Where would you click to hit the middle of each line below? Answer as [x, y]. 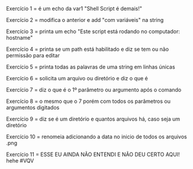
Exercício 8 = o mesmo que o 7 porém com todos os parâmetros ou [88, 101]
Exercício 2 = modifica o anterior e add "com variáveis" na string [85, 20]
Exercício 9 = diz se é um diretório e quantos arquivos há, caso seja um [93, 119]
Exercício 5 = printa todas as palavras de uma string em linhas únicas [91, 67]
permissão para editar [33, 55]
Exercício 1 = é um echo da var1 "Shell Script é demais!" [74, 9]
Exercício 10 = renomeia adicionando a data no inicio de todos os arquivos [97, 136]
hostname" [20, 38]
